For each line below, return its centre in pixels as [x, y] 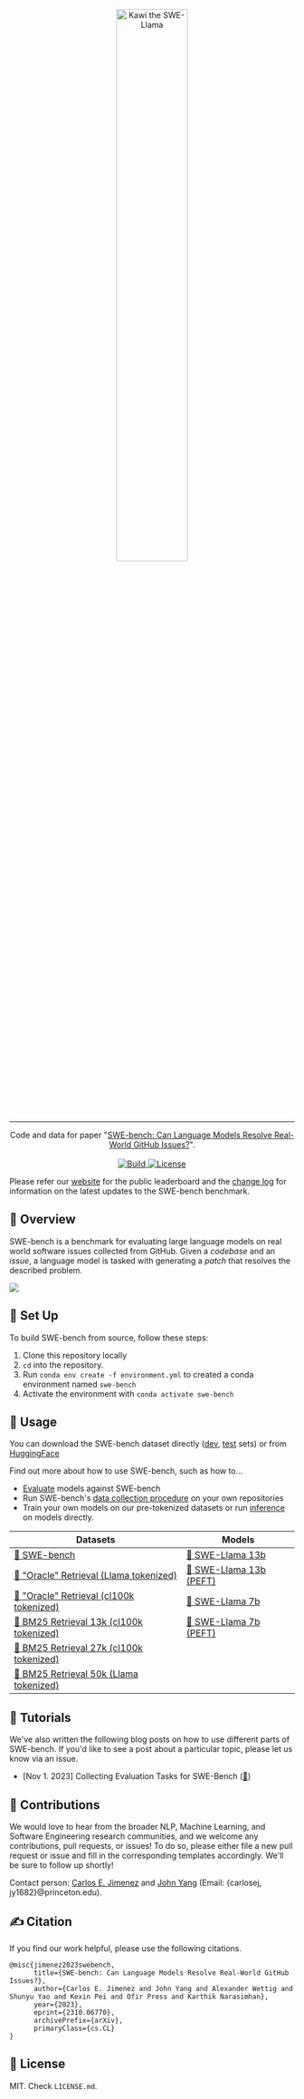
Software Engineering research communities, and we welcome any [134, 1836]
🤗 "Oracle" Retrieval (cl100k [74, 1596]
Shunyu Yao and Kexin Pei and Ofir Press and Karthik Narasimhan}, [139, 1997]
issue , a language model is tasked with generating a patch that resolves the [150, 1261]
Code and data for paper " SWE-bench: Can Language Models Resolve [141, 1135]
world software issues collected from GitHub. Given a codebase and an [142, 1251]
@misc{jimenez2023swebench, [62, 1965]
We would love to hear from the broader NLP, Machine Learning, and [138, 1827]
